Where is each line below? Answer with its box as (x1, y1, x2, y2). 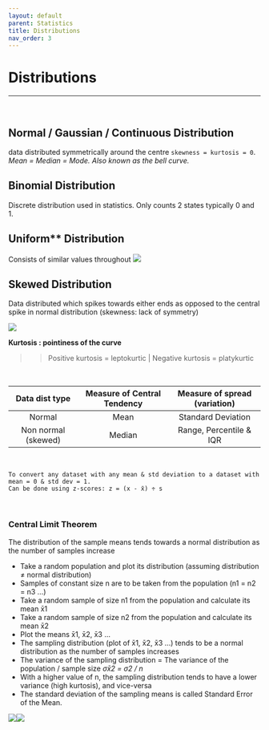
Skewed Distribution (8, 278, 112, 291)
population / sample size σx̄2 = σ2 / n (19, 663, 143, 673)
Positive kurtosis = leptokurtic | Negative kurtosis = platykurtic (47, 354, 255, 363)
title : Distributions (8, 26, 81, 34)
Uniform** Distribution (8, 232, 125, 245)
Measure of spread (177, 388, 252, 399)
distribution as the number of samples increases (19, 647, 180, 656)
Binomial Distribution (8, 179, 116, 193)
